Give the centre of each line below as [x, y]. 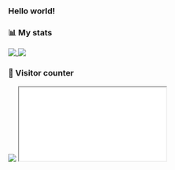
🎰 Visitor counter [41, 73]
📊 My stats [30, 32]
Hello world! [32, 11]
